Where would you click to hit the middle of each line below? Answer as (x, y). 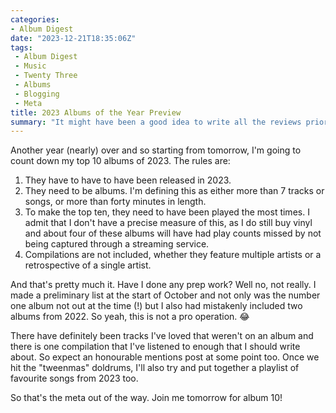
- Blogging (37, 94)
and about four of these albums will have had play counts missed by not (173, 233)
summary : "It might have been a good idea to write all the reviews (156, 122)
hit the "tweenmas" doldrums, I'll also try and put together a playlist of (155, 368)
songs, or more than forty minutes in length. (115, 202)
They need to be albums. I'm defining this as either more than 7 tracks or (174, 191)
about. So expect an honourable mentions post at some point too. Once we (165, 357)
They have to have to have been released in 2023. (128, 180)
